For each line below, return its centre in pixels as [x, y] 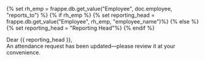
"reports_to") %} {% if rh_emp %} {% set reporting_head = [81, 15]
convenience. [24, 53]
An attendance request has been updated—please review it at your [91, 46]
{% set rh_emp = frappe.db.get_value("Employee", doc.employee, [89, 9]
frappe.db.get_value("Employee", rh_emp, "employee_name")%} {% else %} [103, 21]
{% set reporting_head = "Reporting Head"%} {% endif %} [81, 28]
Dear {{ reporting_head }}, [39, 40]
